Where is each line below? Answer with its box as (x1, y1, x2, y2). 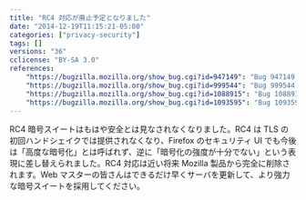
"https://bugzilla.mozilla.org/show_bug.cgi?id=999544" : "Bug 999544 (25, 81, 296, 90)
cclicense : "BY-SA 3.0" (9, 55, 100, 65)
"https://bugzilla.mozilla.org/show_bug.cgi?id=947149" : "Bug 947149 (25, 73, 296, 82)
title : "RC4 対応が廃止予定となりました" (9, 13, 151, 23)
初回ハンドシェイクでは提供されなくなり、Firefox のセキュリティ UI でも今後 (9, 135, 297, 146)
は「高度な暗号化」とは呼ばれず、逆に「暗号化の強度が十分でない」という (9, 146, 289, 157)
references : (9, 65, 55, 74)
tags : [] (9, 38, 43, 48)
